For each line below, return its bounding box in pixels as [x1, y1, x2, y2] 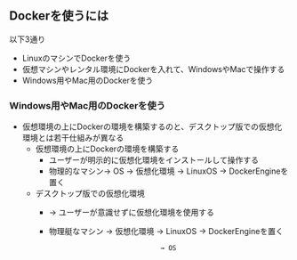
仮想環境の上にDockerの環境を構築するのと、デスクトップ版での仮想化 [21, 121, 283, 132]
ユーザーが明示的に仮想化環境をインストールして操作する [48, 155, 260, 166]
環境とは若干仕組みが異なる [21, 133, 124, 143]
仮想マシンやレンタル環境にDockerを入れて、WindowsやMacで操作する [21, 63, 285, 74]
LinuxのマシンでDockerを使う [21, 53, 132, 63]
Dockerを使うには [9, 8, 109, 24]
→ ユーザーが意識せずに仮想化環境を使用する [48, 207, 215, 218]
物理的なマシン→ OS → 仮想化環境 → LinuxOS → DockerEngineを [48, 166, 289, 176]
